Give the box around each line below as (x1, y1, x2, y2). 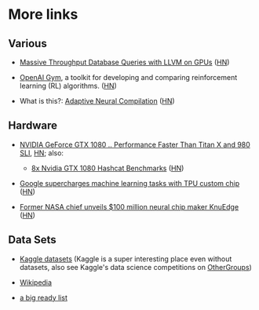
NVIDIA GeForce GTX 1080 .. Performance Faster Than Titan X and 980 (19, 140, 251, 149)
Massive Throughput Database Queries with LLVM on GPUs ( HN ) (19, 57, 230, 67)
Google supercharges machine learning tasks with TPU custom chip (19, 178, 240, 188)
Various (8, 37, 47, 50)
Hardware (8, 119, 57, 133)
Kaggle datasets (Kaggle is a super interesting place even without (19, 253, 232, 264)
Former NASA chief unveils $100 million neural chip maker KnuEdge (19, 202, 239, 211)
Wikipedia (19, 277, 53, 287)
